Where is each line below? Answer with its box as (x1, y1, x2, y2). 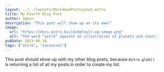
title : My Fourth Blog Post (5, 12, 62, 16)
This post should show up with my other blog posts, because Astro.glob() (5, 56, 155, 62)
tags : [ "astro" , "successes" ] (5, 43, 67, 48)
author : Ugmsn (5, 16, 34, 21)
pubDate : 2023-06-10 (5, 39, 47, 43)
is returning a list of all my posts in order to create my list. (5, 61, 121, 67)
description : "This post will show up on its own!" (5, 20, 112, 26)
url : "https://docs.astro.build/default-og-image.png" (9, 29, 123, 34)
